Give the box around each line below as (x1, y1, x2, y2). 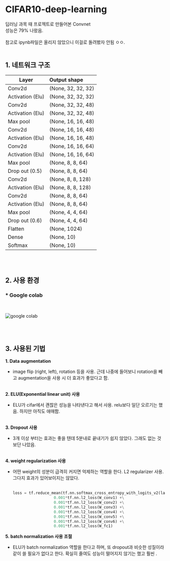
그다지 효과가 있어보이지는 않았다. (12, 475, 80, 481)
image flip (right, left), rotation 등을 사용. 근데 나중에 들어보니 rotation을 (12, 368, 157, 375)
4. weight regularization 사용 (5, 458, 66, 464)
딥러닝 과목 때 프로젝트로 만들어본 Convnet (5, 21, 91, 27)
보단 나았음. (12, 442, 37, 448)
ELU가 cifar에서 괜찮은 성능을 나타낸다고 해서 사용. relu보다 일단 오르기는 (12, 402, 158, 408)
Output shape (49, 76, 84, 83)
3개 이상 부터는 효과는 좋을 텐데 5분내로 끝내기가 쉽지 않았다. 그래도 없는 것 (12, 435, 161, 442)
